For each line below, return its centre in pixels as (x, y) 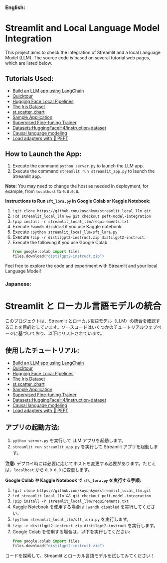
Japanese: (18, 284)
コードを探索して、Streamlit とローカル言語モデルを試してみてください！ (80, 556)
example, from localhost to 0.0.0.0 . (42, 191)
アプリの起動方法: (33, 427)
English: (15, 7)
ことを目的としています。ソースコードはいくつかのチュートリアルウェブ (83, 327)
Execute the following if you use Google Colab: (60, 243)
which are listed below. (29, 63)
